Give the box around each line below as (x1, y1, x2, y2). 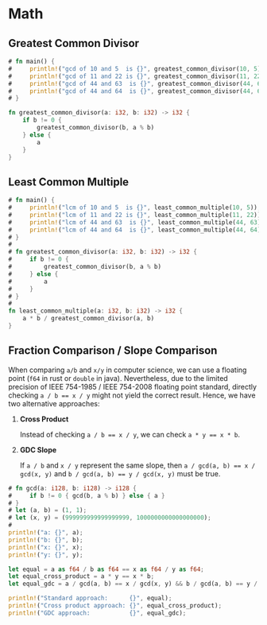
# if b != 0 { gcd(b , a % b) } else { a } (8, 491, 165, 499)
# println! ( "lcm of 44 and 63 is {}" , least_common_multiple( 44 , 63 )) (8, 218, 265, 227)
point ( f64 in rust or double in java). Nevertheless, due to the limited (8, 373, 228, 382)
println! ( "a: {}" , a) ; (8, 529, 83, 537)
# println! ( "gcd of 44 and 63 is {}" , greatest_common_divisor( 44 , (8, 80, 254, 87)
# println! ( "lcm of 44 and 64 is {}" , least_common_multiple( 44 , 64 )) (8, 226, 265, 234)
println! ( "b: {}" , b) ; (8, 536, 83, 544)
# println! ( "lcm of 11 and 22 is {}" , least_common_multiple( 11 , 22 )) (8, 211, 261, 219)
